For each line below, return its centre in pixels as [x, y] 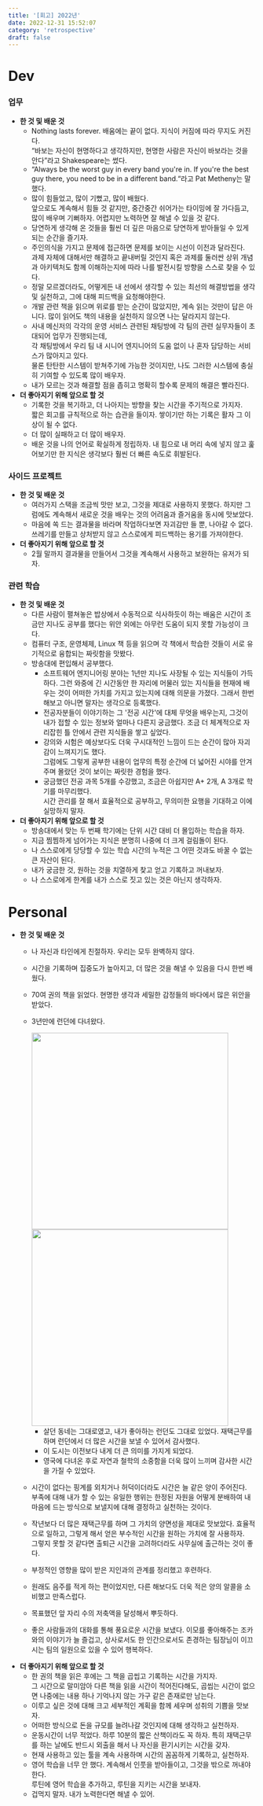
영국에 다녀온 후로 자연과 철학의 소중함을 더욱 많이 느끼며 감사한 [140, 1461]
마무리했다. [75, 791]
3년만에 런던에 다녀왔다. [68, 1021]
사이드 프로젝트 [35, 476]
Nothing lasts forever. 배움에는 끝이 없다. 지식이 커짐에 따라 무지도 [134, 131]
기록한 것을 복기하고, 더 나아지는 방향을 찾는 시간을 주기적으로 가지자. [137, 404]
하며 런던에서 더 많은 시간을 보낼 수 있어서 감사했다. [121, 1441]
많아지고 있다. [67, 356]
